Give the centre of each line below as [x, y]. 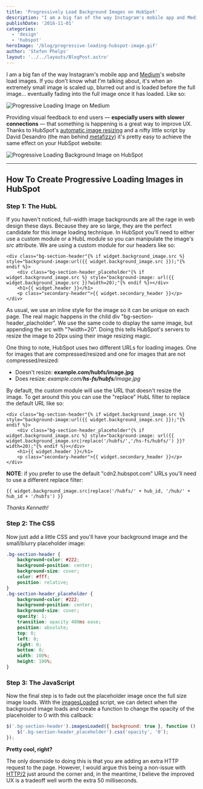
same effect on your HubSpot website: [54, 143]
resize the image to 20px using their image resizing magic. [79, 336]
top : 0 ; [27, 633]
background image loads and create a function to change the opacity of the [100, 709]
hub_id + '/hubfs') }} [35, 496]
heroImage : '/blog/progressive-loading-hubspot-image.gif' [82, 46]
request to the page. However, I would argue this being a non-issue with [96, 767]
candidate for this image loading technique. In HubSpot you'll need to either [101, 232]
